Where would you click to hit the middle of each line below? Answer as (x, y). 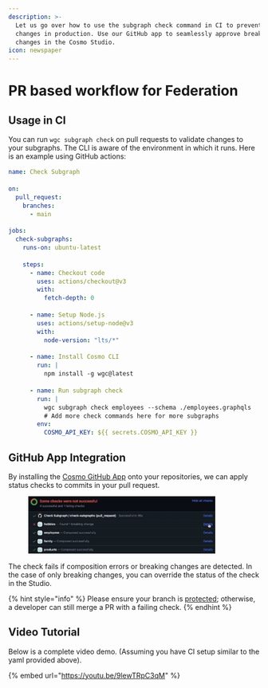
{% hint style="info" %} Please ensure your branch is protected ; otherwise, (132, 599)
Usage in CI (37, 120)
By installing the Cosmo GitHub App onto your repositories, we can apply (128, 476)
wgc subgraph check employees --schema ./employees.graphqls (147, 407)
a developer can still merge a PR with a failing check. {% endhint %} (120, 607)
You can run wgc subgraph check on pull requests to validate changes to (126, 140)
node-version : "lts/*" (81, 340)
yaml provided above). (45, 660)
